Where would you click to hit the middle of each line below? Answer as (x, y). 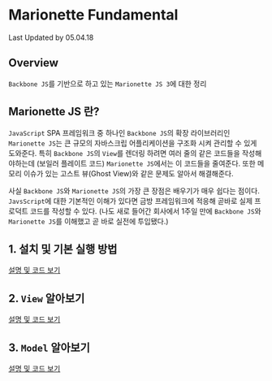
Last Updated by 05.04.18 (51, 37)
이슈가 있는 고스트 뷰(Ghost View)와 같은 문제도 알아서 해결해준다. (128, 173)
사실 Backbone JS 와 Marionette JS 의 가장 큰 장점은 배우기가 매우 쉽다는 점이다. (134, 190)
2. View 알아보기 (47, 298)
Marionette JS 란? (54, 112)
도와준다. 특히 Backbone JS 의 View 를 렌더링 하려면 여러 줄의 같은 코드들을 (125, 153)
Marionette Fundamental (93, 15)
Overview (34, 63)
